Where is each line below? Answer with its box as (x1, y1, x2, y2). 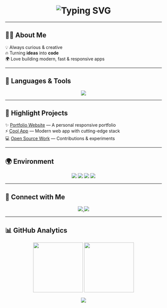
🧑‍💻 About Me (5, 31, 47, 39)
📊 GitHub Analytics (5, 226, 68, 235)
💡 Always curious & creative (5, 44, 63, 50)
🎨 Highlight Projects (5, 109, 68, 117)
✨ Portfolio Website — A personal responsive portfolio (5, 122, 116, 128)
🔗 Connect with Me (5, 193, 66, 201)
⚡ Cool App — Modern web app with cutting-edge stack (5, 128, 120, 134)
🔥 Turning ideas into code (5, 50, 59, 56)
